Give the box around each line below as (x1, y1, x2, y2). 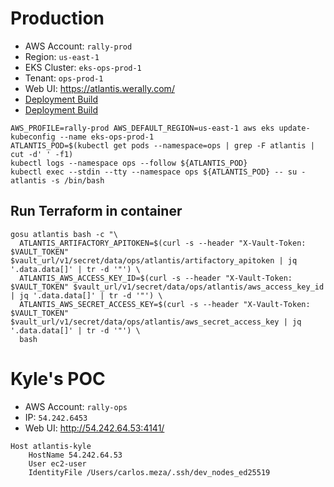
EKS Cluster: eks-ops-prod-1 (24, 61, 142, 73)
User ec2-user (28, 458, 87, 469)
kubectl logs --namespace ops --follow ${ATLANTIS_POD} (10, 158, 248, 168)
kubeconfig (10, 132, 56, 142)
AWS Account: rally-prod (24, 40, 133, 52)
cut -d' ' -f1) (10, 149, 74, 159)
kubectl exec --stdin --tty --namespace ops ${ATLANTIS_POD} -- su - (10, 167, 307, 177)
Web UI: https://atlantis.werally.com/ (24, 82, 175, 94)
